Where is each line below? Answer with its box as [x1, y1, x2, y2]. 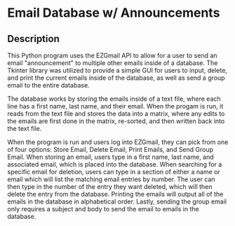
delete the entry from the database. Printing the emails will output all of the [7, 190, 224, 198]
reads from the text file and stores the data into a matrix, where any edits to [7, 110, 225, 118]
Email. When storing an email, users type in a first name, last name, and [7, 153, 214, 161]
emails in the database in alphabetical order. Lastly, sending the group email [7, 197, 227, 206]
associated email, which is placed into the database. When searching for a [7, 160, 222, 169]
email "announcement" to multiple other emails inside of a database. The [7, 59, 218, 67]
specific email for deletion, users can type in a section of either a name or [7, 168, 221, 176]
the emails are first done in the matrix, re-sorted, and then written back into [7, 117, 225, 125]
